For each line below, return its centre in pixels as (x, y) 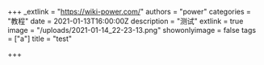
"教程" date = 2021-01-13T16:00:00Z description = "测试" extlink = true (126, 21)
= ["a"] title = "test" (40, 39)
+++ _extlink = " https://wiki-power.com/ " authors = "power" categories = (130, 12)
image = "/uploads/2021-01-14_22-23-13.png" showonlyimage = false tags (132, 30)
